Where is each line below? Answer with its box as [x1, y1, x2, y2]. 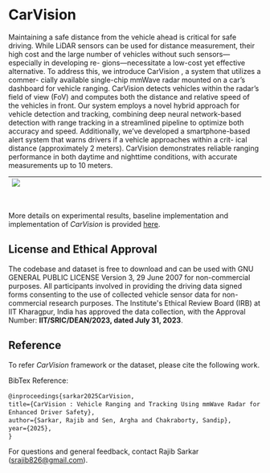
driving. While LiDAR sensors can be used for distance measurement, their [8, 40, 256, 50]
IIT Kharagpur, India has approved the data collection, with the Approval [8, 306, 247, 316]
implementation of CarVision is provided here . [8, 219, 161, 228]
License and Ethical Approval [8, 243, 157, 257]
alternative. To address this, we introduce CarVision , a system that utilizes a [8, 66, 261, 76]
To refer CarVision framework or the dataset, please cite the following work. [8, 360, 260, 369]
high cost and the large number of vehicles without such [8, 49, 195, 59]
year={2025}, [8, 424, 52, 432]
